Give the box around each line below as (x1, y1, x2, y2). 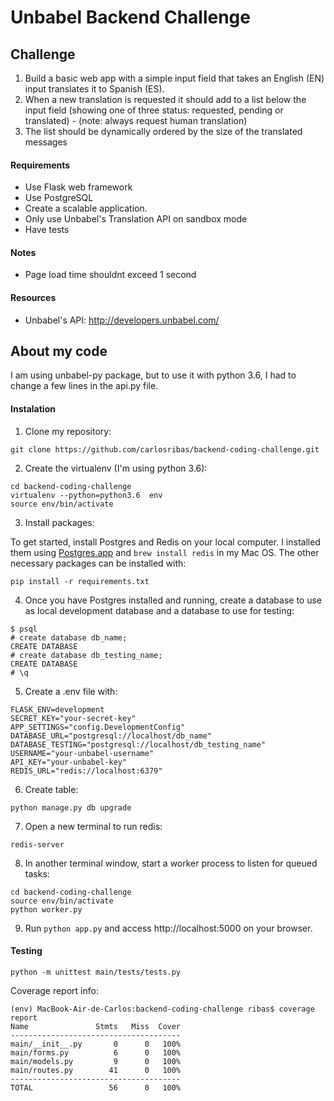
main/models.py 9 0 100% (10, 1056, 182, 1066)
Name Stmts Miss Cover (10, 1021, 182, 1031)
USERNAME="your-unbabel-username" (10, 748, 155, 758)
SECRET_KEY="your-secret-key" (10, 713, 137, 723)
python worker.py (10, 904, 83, 915)
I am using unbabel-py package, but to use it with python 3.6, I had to (10, 369, 297, 381)
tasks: (24, 867, 50, 880)
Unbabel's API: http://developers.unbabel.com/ (24, 314, 220, 326)
